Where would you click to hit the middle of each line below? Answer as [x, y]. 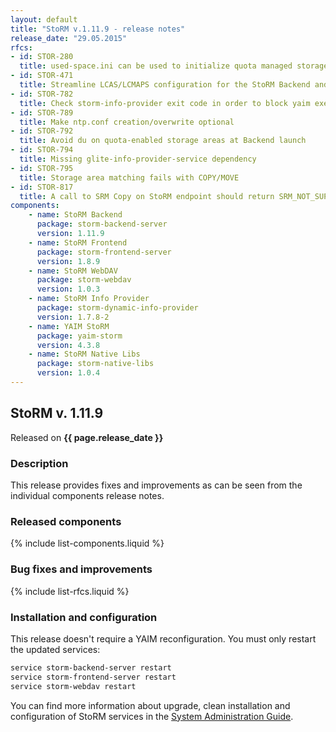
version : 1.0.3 [68, 289]
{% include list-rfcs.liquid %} [70, 591]
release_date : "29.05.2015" [69, 38]
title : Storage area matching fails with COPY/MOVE [129, 177]
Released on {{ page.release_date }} [87, 437]
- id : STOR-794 [42, 150]
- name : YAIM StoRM [69, 326]
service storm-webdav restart [73, 686]
